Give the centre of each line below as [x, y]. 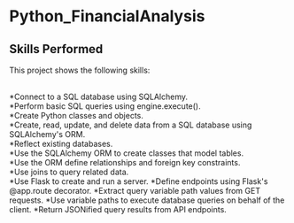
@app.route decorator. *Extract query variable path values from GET [135, 191]
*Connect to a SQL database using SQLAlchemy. [99, 96]
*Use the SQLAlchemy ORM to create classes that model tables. [127, 153]
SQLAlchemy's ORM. [47, 134]
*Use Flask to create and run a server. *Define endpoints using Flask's [139, 181]
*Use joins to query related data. [69, 172]
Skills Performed [56, 49]
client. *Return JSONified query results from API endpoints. [118, 209]
